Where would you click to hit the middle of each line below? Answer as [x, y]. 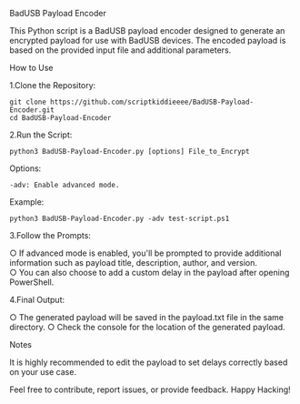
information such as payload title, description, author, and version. [133, 263]
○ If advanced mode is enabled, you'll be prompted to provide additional [145, 253]
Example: [27, 202]
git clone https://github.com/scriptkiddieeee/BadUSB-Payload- [132, 102]
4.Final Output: [37, 300]
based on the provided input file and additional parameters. [120, 50]
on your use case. [43, 372]
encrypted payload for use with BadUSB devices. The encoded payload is [148, 40]
